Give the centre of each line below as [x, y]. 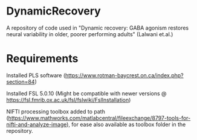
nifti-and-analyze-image [37, 124]
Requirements [42, 59]
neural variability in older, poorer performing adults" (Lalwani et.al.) [90, 34]
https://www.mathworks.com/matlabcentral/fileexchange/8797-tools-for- [99, 118]
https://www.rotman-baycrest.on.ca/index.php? [124, 75]
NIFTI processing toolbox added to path [56, 111]
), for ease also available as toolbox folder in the [126, 124]
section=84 [21, 81]
